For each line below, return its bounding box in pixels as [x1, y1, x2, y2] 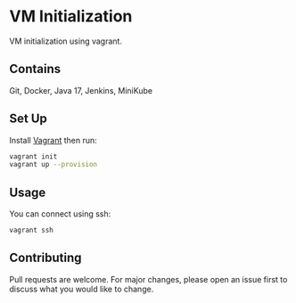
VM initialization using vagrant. [9, 36, 123, 46]
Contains [9, 61, 61, 77]
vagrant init [9, 151, 58, 161]
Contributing [9, 250, 82, 266]
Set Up [9, 111, 47, 127]
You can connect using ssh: [9, 209, 111, 219]
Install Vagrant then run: [9, 135, 98, 145]
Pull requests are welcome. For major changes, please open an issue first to [9, 274, 288, 284]
